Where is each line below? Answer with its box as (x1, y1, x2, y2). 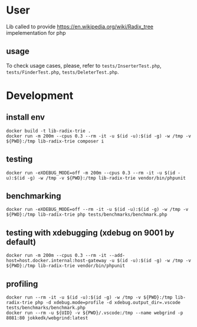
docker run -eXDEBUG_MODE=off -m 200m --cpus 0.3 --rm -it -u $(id (6, 170, 176, 176)
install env (6, 113, 45, 123)
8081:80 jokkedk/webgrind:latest (6, 315, 88, 321)
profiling (6, 279, 38, 289)
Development (6, 89, 74, 102)
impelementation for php (6, 29, 66, 36)
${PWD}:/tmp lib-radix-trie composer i (6, 138, 104, 144)
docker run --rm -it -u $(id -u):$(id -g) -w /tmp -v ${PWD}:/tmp (6, 295, 173, 300)
